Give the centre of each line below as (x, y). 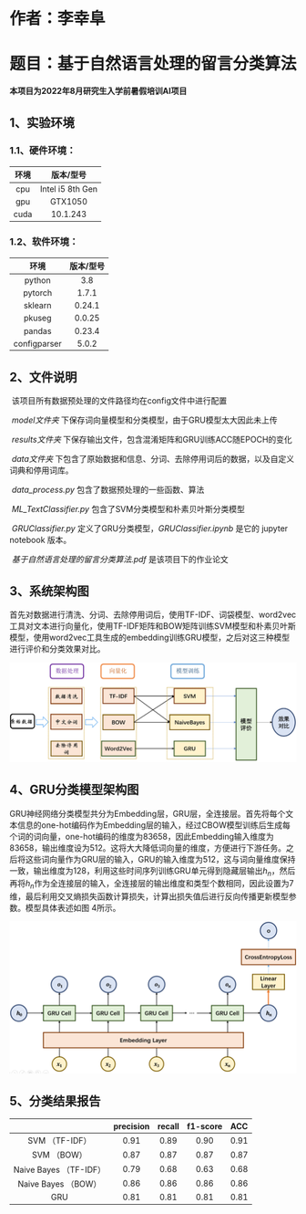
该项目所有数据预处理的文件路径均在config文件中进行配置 (119, 401)
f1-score (204, 1126)
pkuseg (37, 318)
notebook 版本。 (41, 540)
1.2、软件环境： (44, 242)
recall (168, 1126)
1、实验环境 (42, 123)
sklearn (38, 306)
